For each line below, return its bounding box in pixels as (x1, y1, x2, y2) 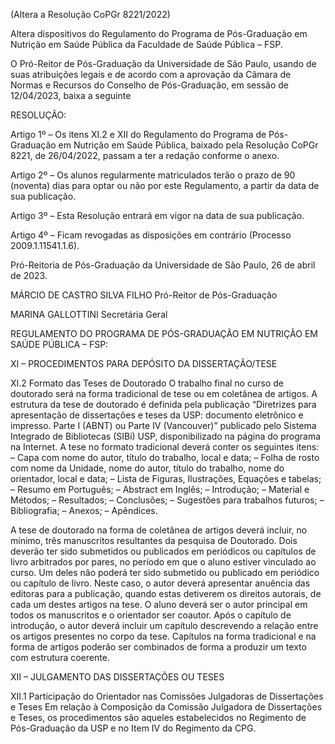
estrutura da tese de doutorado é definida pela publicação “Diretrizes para (10, 399, 317, 410)
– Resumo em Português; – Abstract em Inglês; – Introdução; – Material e (10, 484, 310, 495)
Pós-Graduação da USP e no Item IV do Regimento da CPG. (10, 722, 257, 734)
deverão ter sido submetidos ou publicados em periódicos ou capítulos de (10, 545, 317, 557)
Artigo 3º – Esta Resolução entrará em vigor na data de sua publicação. (10, 210, 305, 221)
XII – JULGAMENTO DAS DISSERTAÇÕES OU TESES (10, 671, 225, 683)
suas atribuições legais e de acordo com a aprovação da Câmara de (10, 69, 292, 80)
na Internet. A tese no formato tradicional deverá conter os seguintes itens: (10, 441, 320, 453)
